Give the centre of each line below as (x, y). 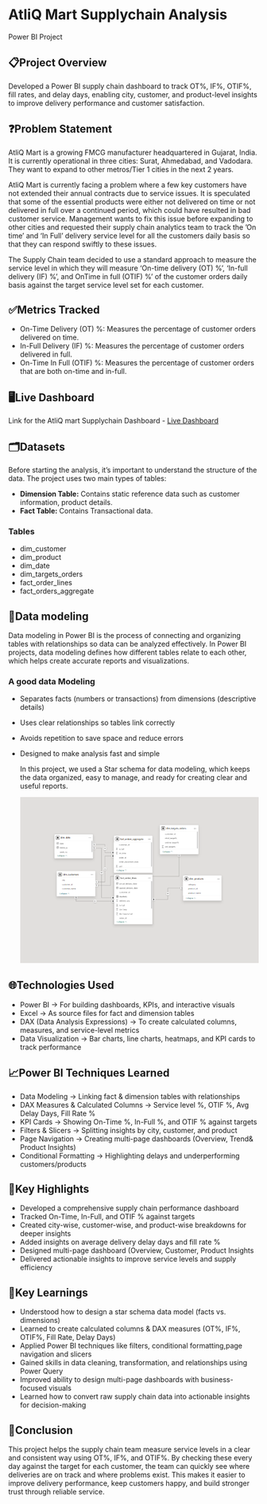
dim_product (41, 557)
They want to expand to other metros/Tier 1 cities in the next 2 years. (121, 169)
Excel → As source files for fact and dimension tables (107, 1013)
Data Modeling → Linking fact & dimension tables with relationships (130, 1096)
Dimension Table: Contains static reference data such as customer (130, 494)
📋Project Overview (58, 63)
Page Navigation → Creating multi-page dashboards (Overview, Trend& (136, 1139)
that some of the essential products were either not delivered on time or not (132, 202)
